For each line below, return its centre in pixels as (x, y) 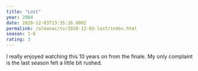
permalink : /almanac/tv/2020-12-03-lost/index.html (72, 28)
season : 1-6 (21, 34)
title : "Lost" (24, 12)
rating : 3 (18, 39)
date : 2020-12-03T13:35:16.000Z (46, 23)
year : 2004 (20, 17)
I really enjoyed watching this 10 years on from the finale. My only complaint (100, 56)
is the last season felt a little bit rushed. (54, 63)
